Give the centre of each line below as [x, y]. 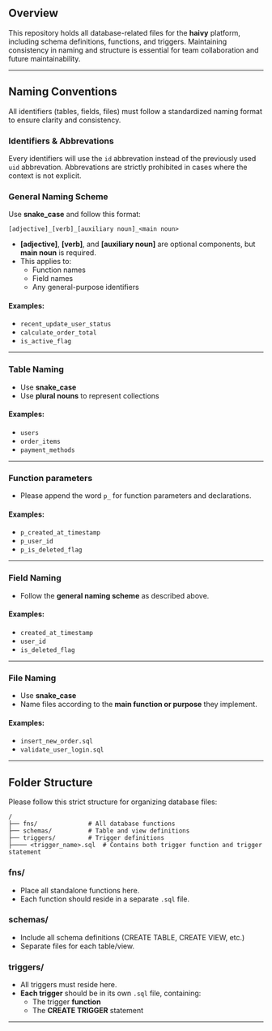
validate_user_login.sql [62, 750]
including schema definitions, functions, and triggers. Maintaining [118, 41]
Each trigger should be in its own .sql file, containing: [110, 993]
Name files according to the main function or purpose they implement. [138, 705]
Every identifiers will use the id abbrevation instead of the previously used [132, 158]
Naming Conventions [63, 92]
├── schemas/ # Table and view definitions [99, 831]
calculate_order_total [58, 333]
